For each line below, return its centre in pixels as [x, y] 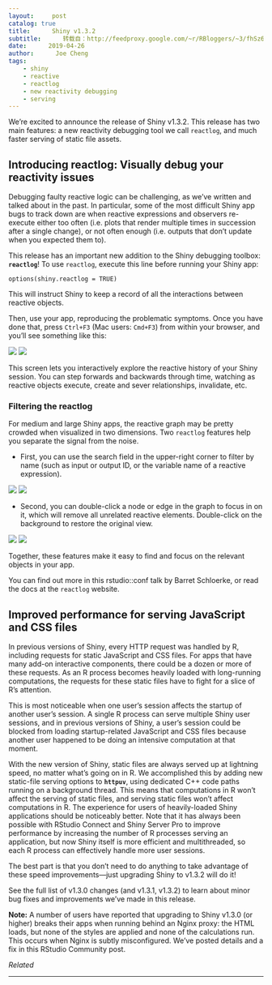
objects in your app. [42, 565]
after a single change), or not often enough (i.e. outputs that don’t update [130, 231]
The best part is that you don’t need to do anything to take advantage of [128, 866]
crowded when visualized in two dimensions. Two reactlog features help [130, 433]
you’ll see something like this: [57, 336]
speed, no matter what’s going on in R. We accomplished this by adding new [136, 773]
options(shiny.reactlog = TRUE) [63, 279]
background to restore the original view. [87, 524]
